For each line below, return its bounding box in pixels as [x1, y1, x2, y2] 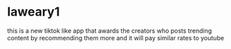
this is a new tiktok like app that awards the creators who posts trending [7, 27, 212, 35]
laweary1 [7, 4, 60, 20]
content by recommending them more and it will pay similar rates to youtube [7, 33, 225, 42]
